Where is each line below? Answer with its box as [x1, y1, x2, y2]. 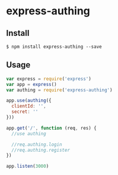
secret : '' [11, 109, 39, 115]
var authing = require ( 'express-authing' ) [6, 87, 113, 93]
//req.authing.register [11, 147, 70, 153]
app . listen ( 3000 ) [6, 163, 49, 170]
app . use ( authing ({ [6, 97, 52, 104]
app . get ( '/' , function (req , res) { [6, 125, 97, 131]
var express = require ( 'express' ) [6, 76, 92, 82]
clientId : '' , [11, 103, 46, 109]
